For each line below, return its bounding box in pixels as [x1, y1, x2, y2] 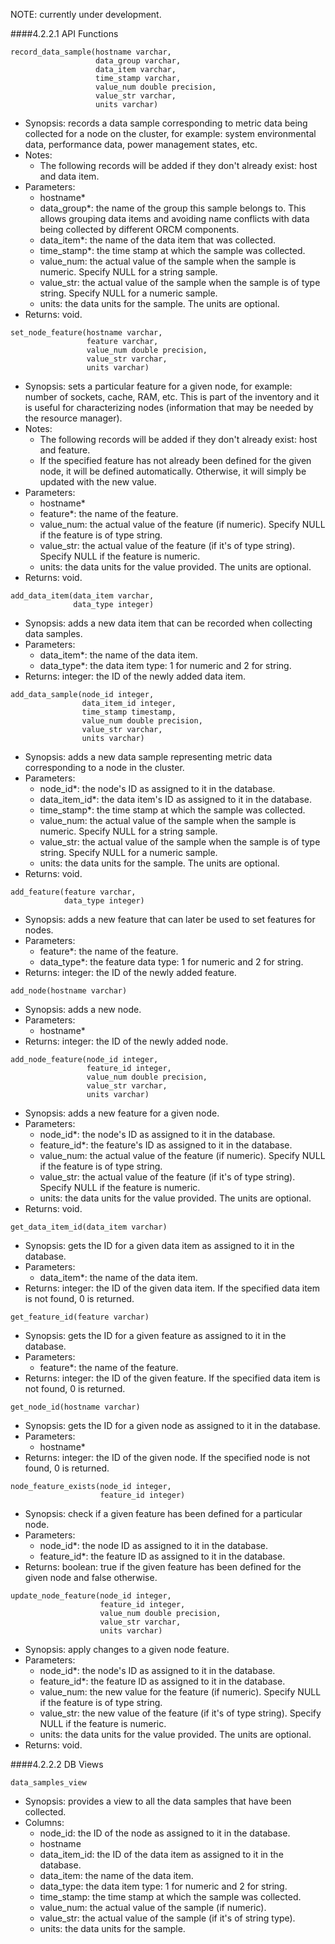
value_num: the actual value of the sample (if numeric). [39, 1902, 267, 1913]
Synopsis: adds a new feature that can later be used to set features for [24, 914, 316, 925]
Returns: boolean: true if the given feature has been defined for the [24, 1561, 302, 1573]
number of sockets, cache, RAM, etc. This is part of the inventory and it [24, 391, 320, 403]
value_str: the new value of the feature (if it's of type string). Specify [39, 1707, 322, 1719]
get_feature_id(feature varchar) [10, 1312, 150, 1322]
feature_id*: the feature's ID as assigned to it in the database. [39, 1139, 293, 1151]
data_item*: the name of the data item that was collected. [39, 234, 277, 246]
